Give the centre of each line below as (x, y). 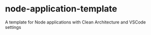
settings (13, 27)
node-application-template (61, 9)
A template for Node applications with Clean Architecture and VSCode (75, 22)
